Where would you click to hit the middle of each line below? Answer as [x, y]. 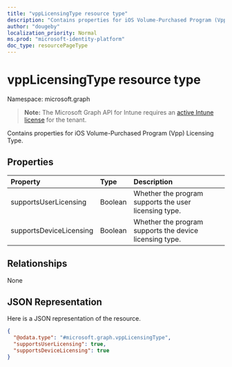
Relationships [37, 264]
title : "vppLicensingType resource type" [68, 13]
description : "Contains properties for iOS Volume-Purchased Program [109, 20]
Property [26, 182]
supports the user [162, 202]
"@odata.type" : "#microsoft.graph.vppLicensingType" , [92, 338]
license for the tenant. [55, 120]
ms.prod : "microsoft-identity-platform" [66, 39]
